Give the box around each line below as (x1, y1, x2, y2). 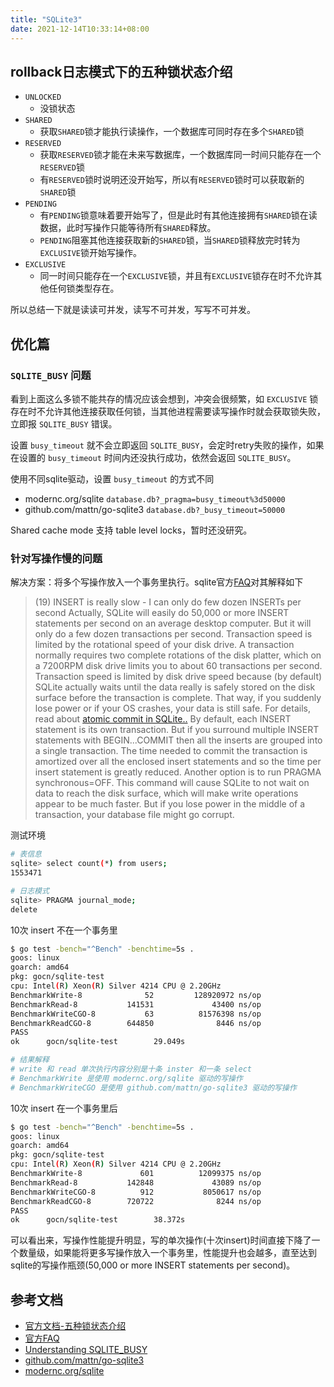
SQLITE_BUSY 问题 (10, 368, 92, 382)
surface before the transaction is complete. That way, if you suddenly (34, 692, 322, 704)
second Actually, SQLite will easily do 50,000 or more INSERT (34, 607, 290, 619)
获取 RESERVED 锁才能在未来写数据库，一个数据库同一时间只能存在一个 (39, 149, 322, 161)
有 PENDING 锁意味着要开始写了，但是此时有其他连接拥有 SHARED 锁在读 (39, 209, 318, 221)
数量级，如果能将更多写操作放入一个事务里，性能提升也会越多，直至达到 (18, 1247, 317, 1259)
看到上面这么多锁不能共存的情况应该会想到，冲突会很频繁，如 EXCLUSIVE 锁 (10, 393, 319, 405)
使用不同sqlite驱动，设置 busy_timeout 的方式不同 (10, 473, 215, 485)
